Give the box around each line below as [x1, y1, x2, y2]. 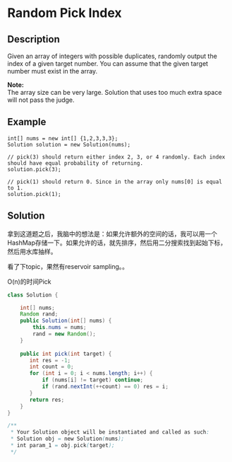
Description [7, 33, 60, 45]
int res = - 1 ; [29, 357, 71, 364]
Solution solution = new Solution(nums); [7, 141, 131, 148]
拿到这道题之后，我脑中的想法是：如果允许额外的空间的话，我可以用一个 [7, 229, 217, 238]
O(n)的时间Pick [7, 277, 51, 286]
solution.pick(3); [7, 166, 61, 173]
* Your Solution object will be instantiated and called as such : [10, 429, 210, 436]
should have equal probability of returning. [7, 159, 143, 167]
